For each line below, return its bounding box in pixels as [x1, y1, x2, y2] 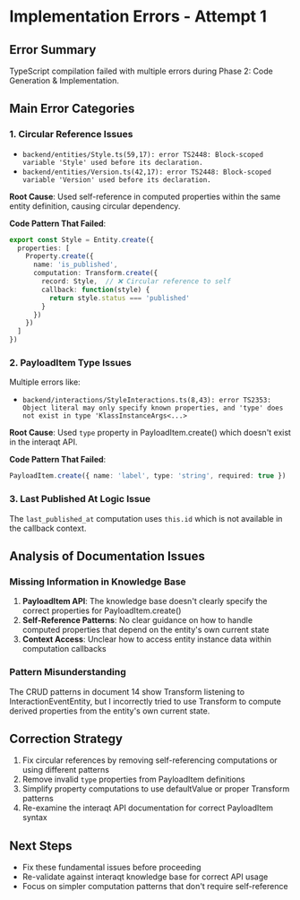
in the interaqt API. [9, 437, 78, 447]
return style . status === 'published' [48, 293, 191, 302]
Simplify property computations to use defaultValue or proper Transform [21, 783, 290, 794]
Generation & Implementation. [9, 75, 119, 86]
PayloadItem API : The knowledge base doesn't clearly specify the [21, 596, 268, 607]
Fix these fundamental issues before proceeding [21, 862, 201, 873]
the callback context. [9, 523, 87, 533]
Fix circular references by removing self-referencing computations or [21, 755, 278, 766]
